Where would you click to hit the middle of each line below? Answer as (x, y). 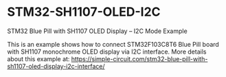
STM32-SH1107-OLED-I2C (84, 12)
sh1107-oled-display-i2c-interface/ (56, 66)
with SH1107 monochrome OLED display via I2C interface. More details (107, 52)
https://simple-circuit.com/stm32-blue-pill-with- (139, 58)
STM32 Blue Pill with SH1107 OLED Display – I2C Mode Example (97, 31)
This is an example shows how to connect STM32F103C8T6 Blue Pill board (113, 44)
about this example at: (38, 58)
